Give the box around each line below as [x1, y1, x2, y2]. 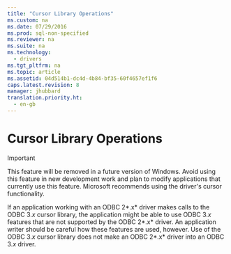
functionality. [7, 189, 45, 198]
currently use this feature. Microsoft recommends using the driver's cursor [7, 182, 222, 190]
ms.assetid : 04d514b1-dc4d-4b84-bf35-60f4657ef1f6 [7, 74, 158, 82]
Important [7, 154, 36, 162]
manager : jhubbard [7, 88, 61, 95]
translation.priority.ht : [7, 95, 82, 102]
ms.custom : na [7, 17, 49, 24]
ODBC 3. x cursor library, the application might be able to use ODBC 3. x [7, 210, 211, 219]
